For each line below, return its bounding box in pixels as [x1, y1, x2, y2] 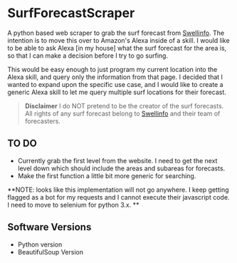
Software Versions [7, 221, 92, 233]
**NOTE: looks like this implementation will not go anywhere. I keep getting [7, 185, 229, 194]
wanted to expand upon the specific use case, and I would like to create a [7, 80, 223, 88]
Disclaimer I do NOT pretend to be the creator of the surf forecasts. [24, 101, 224, 110]
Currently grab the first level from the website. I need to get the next [17, 156, 218, 165]
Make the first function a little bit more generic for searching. [17, 171, 196, 180]
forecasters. [24, 116, 60, 125]
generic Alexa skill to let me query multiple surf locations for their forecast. [7, 88, 226, 96]
